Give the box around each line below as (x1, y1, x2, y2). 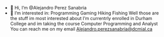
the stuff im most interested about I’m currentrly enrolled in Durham (10, 15, 152, 21)
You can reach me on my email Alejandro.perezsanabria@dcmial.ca (10, 26, 153, 32)
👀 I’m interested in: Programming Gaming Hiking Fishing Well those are (10, 10, 159, 16)
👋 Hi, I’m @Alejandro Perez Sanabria (10, 5, 87, 10)
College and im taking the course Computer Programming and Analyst (10, 20, 158, 26)
